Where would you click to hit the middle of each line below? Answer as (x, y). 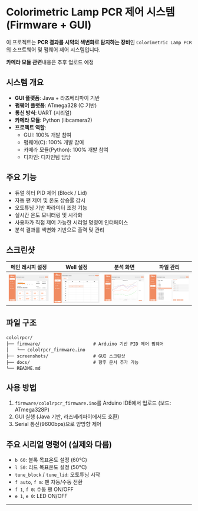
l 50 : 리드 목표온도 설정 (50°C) (51, 467)
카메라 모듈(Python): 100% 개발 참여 (66, 149)
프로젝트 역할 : (30, 127)
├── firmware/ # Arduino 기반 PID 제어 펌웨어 (85, 344)
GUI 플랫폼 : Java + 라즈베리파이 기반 (57, 97)
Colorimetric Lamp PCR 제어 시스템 (90, 12)
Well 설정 (77, 267)
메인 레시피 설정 (29, 267)
